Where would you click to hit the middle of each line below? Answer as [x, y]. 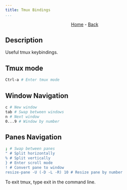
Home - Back [85, 24]
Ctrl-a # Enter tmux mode [32, 80]
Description [24, 40]
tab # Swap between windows [35, 112]
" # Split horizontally [30, 154]
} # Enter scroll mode [29, 163]
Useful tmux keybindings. [32, 52]
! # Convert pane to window [35, 167]
